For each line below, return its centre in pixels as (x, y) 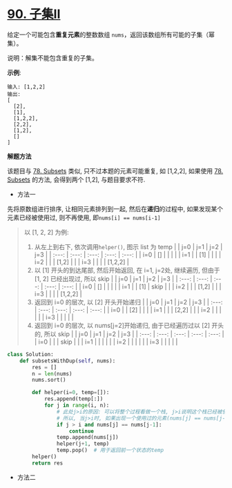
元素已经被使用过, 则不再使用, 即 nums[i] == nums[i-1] (84, 217)
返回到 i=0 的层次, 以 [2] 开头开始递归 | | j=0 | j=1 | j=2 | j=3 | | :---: (128, 302)
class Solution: (30, 354)
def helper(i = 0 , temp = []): (71, 393)
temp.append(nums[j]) (87, 438)
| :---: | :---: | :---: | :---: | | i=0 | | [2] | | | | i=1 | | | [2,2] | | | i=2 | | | (128, 310)
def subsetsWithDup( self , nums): (68, 361)
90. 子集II (34, 14)
